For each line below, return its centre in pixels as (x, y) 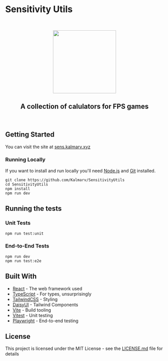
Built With (21, 277)
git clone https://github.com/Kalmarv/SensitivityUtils (65, 180)
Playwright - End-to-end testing (46, 321)
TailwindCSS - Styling (35, 299)
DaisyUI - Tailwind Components (45, 305)
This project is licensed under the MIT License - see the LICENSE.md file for (84, 348)
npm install (18, 189)
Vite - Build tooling (32, 310)
